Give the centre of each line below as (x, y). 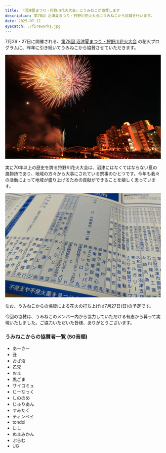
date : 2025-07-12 (23, 21)
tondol (19, 422)
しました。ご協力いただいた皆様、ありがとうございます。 (76, 323)
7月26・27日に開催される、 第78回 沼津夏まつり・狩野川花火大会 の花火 (78, 42)
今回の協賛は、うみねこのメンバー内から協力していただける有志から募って (81, 316)
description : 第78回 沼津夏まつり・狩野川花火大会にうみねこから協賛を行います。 (80, 16)
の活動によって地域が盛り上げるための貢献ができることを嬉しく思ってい (78, 180)
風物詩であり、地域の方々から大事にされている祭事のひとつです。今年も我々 (83, 173)
